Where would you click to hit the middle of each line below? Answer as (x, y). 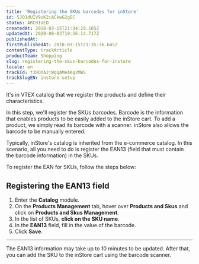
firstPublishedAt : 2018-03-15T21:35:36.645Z (62, 45)
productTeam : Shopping (34, 56)
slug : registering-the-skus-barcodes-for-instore (69, 61)
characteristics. (25, 101)
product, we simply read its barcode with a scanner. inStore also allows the (98, 125)
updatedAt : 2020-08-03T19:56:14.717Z (53, 34)
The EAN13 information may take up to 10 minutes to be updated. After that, (98, 248)
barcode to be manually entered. (46, 132)
